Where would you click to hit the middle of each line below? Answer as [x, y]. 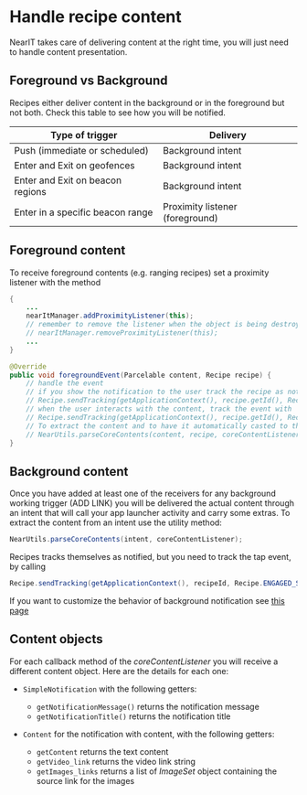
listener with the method [55, 282]
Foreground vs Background [89, 81]
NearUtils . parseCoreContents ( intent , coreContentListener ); [127, 540]
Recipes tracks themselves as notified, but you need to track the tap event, [150, 557]
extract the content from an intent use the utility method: [116, 522]
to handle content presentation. [69, 51]
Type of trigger [84, 134]
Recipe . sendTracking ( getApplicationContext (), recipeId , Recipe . [136, 584]
